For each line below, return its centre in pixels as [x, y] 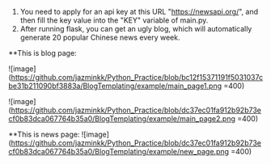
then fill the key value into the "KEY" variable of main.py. [114, 20]
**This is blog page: [42, 53]
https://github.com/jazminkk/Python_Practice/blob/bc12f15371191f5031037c [137, 77]
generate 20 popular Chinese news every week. [100, 37]
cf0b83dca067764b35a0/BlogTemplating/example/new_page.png [119, 151]
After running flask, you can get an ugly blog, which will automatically [136, 29]
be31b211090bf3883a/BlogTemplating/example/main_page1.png [115, 86]
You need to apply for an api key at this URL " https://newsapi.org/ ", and [139, 12]
